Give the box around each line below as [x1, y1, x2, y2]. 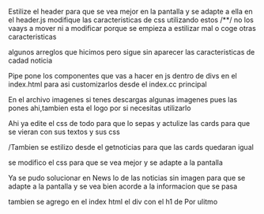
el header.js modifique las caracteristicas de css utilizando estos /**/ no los [8, 15, 255, 25]
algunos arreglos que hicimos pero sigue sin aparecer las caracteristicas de [8, 48, 255, 56]
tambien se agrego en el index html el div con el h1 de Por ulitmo [8, 197, 218, 206]
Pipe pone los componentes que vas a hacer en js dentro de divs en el [8, 71, 237, 80]
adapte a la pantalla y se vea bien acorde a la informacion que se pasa [8, 182, 238, 191]
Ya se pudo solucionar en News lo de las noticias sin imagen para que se [8, 174, 246, 182]
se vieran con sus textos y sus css [8, 127, 120, 136]
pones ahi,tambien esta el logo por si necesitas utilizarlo [8, 103, 191, 113]
